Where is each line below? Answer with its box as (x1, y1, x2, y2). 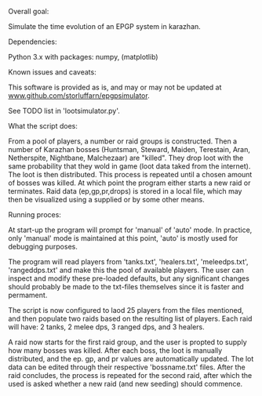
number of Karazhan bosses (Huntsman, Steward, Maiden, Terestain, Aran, (8, 145, 251, 154)
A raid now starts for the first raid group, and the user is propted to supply (8, 337, 247, 347)
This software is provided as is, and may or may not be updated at (8, 82, 222, 92)
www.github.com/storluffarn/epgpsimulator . (8, 91, 151, 100)
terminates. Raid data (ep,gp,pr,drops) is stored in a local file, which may (8, 187, 242, 195)
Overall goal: (8, 7, 49, 16)
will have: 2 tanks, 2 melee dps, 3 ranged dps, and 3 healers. (8, 322, 206, 332)
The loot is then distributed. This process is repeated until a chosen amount (8, 170, 253, 179)
